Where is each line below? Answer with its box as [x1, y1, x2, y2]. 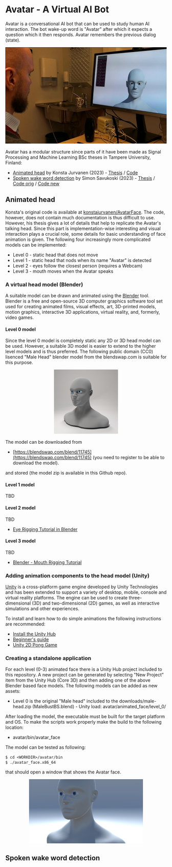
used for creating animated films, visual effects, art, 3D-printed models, [5, 304, 156, 310]
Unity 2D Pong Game [12, 642, 57, 648]
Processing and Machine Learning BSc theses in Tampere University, [5, 154, 151, 160]
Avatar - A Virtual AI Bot [5, 4, 109, 15]
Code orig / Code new [12, 180, 60, 186]
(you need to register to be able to [93, 455, 165, 461]
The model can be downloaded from [5, 439, 82, 445]
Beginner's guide [12, 636, 49, 643]
